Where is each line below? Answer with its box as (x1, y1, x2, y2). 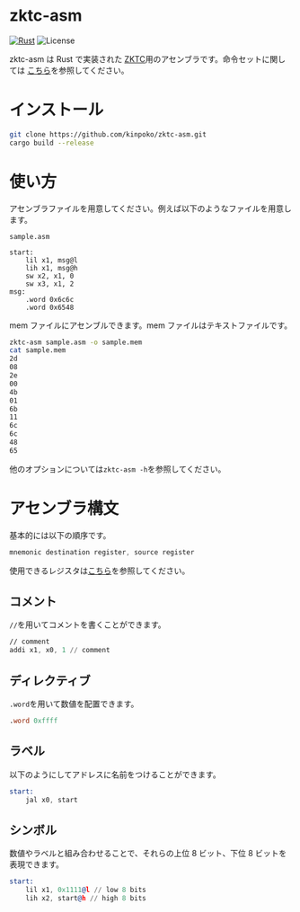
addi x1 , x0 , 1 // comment (9, 646, 110, 655)
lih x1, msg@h (25, 263, 78, 272)
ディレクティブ (9, 673, 92, 688)
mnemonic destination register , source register (9, 547, 195, 557)
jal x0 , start (25, 795, 78, 804)
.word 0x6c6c (25, 295, 75, 304)
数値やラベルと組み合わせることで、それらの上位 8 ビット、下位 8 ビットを (9, 848, 287, 859)
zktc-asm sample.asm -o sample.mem (9, 338, 143, 347)
